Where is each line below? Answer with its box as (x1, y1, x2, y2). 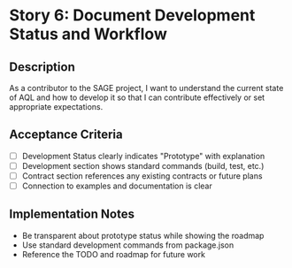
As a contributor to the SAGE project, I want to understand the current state (9, 83, 284, 93)
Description (9, 59, 75, 74)
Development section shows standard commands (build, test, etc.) (21, 160, 265, 171)
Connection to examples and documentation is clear (21, 180, 212, 191)
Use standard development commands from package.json (21, 240, 234, 250)
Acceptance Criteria (9, 127, 123, 142)
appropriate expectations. (9, 102, 104, 111)
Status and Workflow (9, 24, 168, 44)
